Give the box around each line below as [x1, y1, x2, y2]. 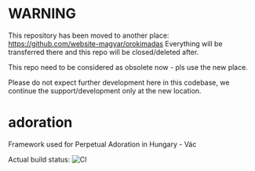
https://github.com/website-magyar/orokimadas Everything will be [8, 38, 223, 48]
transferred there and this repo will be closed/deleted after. [8, 47, 199, 56]
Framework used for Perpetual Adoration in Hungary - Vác [8, 139, 197, 149]
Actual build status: [8, 155, 71, 164]
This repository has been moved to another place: [8, 31, 169, 40]
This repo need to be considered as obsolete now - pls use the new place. [8, 62, 249, 71]
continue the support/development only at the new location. [8, 85, 202, 95]
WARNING [8, 5, 76, 23]
